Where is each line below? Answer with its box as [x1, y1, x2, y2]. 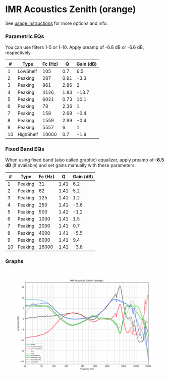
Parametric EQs [5, 33, 44, 40]
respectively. [5, 49, 32, 56]
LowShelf [17, 68, 37, 74]
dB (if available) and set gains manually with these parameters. [5, 162, 136, 169]
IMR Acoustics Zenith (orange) [5, 4, 136, 15]
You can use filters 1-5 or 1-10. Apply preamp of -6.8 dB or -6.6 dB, [5, 44, 144, 50]
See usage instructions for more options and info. [5, 20, 108, 26]
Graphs [5, 258, 24, 265]
